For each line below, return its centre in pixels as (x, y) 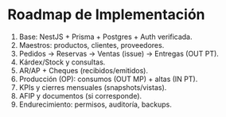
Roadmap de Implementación (106, 15)
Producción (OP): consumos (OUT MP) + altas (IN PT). (108, 79)
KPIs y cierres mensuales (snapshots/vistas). (93, 87)
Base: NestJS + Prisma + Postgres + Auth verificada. (105, 37)
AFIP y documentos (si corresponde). (80, 96)
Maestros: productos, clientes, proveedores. (92, 45)
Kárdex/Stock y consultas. (62, 62)
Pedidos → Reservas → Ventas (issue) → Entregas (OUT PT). (119, 53)
